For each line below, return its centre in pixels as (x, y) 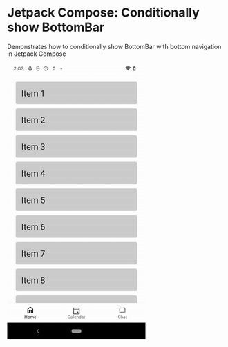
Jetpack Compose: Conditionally (104, 13)
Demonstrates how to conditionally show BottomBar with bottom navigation (114, 46)
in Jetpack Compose (37, 54)
